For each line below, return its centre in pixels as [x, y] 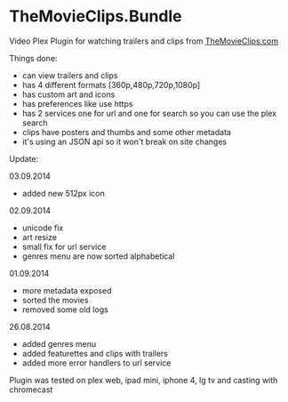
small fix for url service [64, 246]
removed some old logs [65, 310]
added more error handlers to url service [96, 363]
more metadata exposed [67, 290]
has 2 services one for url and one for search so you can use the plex [149, 113]
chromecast [31, 390]
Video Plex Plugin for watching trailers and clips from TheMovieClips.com [144, 41]
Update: [24, 158]
